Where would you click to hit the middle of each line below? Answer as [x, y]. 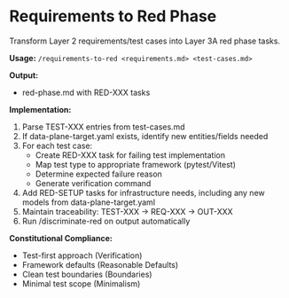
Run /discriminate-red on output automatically [106, 221]
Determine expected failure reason [98, 174]
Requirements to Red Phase [113, 16]
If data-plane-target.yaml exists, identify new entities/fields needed [145, 136]
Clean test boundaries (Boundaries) [87, 274]
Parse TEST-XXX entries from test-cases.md [103, 127]
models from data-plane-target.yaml [89, 202]
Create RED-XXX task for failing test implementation [130, 155]
